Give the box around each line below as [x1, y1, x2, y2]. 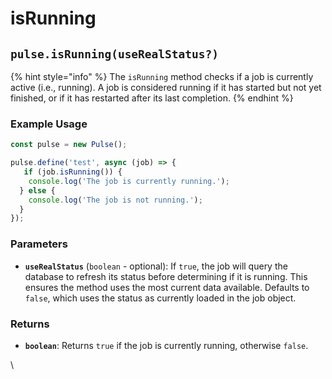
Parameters [10, 237, 68, 251]
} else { [19, 185, 56, 196]
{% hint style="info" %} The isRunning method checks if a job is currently [10, 71, 314, 82]
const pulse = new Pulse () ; [10, 140, 128, 150]
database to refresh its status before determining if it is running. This [24, 270, 308, 282]
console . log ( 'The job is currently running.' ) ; [28, 176, 230, 186]
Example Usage [10, 117, 88, 131]
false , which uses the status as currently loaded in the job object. [24, 292, 297, 304]
